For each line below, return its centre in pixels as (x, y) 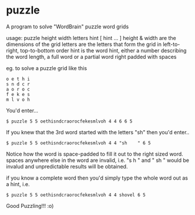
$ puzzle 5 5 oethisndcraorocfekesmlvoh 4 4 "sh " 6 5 (78, 143)
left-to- (171, 44)
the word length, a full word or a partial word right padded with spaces (91, 57)
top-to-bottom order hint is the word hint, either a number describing (103, 50)
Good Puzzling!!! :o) (30, 206)
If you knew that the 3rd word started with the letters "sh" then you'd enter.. (98, 132)
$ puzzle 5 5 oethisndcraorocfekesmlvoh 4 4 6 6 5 (69, 121)
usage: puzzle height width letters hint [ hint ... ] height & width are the (91, 38)
